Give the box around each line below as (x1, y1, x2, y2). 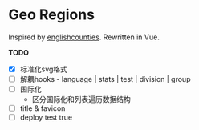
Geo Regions (8, 6, 95, 24)
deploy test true (19, 112, 73, 122)
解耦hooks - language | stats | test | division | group (19, 75, 191, 83)
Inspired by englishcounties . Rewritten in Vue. (8, 32, 160, 42)
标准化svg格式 (19, 64, 68, 74)
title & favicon (19, 104, 66, 113)
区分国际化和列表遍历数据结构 (31, 95, 131, 104)
